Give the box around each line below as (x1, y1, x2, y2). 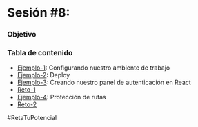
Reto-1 (17, 86, 36, 94)
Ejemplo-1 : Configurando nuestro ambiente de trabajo (17, 63, 170, 72)
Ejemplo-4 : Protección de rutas (17, 93, 106, 101)
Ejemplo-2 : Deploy (17, 71, 70, 79)
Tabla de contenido (7, 48, 73, 58)
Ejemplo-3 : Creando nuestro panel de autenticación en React (17, 78, 191, 87)
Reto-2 (17, 100, 37, 108)
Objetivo (7, 30, 37, 39)
